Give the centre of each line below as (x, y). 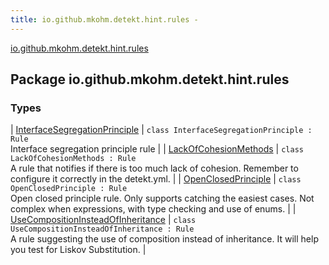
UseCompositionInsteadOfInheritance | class (103, 220)
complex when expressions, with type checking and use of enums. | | (153, 209)
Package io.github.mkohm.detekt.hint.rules (150, 79)
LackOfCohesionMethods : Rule (73, 159)
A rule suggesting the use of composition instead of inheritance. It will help (164, 239)
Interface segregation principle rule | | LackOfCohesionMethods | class (157, 149)
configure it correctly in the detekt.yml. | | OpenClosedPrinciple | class (156, 179)
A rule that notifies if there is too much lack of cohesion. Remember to (154, 168)
